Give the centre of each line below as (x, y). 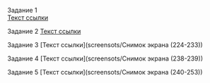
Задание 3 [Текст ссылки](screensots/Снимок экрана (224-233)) (105, 45)
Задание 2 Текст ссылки (44, 31)
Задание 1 (22, 10)
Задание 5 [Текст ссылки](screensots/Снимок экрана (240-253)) (105, 72)
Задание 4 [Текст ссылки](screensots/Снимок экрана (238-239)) (105, 58)
